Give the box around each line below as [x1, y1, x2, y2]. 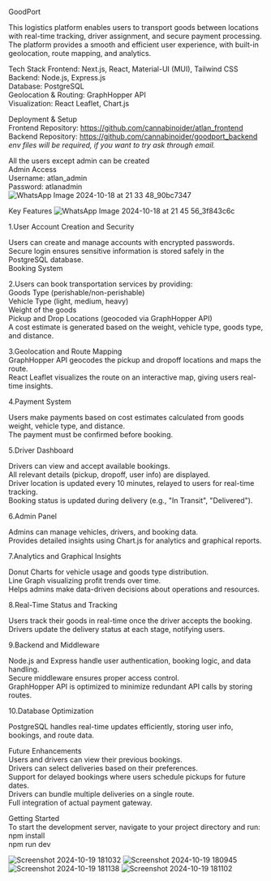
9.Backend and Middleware [8, 640, 100, 650]
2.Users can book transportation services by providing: [8, 279, 193, 289]
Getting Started [8, 814, 60, 823]
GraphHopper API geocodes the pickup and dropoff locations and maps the [8, 355, 261, 364]
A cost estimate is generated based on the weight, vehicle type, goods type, [8, 322, 264, 332]
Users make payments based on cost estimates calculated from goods [8, 413, 245, 422]
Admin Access [8, 165, 57, 174]
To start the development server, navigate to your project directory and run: [8, 823, 261, 832]
